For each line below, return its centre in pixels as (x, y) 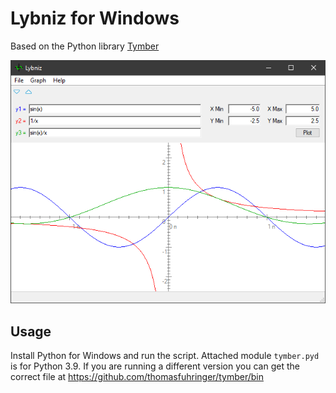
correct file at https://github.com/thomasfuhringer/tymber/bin (137, 377)
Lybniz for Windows (95, 18)
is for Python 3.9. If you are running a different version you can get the (155, 366)
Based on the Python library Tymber (85, 46)
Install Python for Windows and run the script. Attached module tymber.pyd (165, 356)
